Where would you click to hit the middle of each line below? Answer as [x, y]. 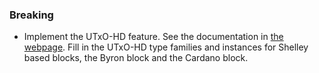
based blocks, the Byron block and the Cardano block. [136, 58]
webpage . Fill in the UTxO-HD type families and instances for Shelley [166, 47]
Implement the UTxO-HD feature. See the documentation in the [153, 37]
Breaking [31, 15]
